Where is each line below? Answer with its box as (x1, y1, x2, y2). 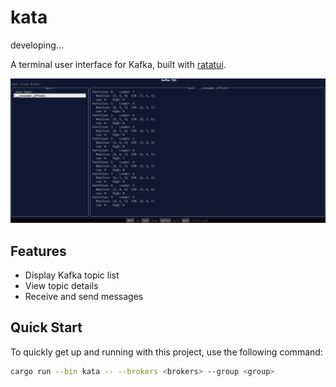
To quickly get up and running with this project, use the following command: (10, 346, 323, 358)
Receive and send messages (24, 291, 144, 303)
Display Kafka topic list (24, 269, 120, 281)
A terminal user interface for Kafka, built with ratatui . (10, 58, 227, 70)
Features (10, 242, 67, 260)
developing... (10, 39, 64, 51)
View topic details (24, 280, 99, 292)
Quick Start (10, 319, 83, 336)
